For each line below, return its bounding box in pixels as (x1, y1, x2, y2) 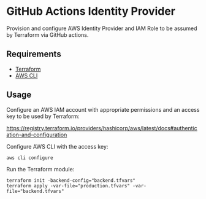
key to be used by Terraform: (6, 112, 80, 120)
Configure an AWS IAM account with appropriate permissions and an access (6, 106, 200, 113)
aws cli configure (6, 155, 53, 161)
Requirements (6, 49, 61, 60)
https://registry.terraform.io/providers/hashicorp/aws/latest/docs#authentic (6, 124, 197, 131)
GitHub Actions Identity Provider (6, 4, 176, 18)
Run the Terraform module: (6, 165, 75, 173)
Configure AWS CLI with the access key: (6, 142, 109, 150)
